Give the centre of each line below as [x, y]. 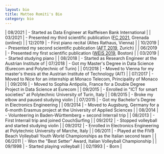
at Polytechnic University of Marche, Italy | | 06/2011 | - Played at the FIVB [80, 131]
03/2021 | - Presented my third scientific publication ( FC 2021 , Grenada [77, 38]
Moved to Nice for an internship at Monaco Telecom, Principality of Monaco [82, 79]
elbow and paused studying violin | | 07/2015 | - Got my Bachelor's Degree [80, 100]
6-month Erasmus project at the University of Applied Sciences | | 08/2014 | [82, 110]
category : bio [20, 19]
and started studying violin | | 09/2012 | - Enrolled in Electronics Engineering [82, 126]
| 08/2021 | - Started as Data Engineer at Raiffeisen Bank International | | [78, 33]
